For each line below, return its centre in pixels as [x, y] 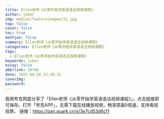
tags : [11, 51]
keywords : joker [22, 61]
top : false [16, 24]
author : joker [20, 14]
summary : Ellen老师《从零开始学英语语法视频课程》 [52, 42]
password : [15, 84]
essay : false [19, 65]
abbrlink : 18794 [22, 70]
